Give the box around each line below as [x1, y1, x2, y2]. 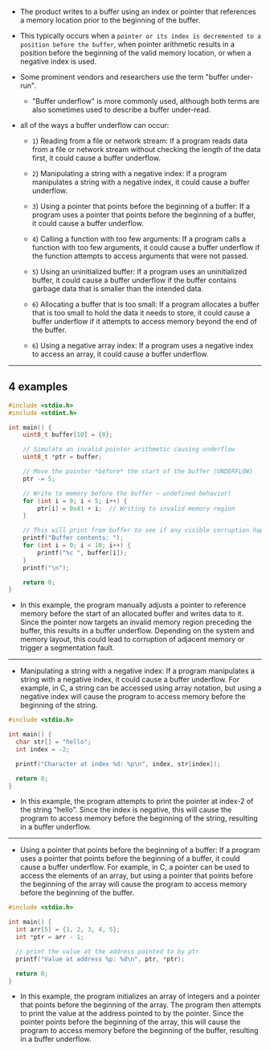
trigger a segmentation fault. [19, 643, 115, 653]
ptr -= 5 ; [22, 475, 56, 483]
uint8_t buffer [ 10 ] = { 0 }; [22, 430, 113, 439]
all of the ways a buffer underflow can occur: [19, 121, 170, 130]
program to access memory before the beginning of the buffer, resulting [19, 1026, 259, 1036]
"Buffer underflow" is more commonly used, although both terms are [31, 97, 260, 105]
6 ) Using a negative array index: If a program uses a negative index [31, 341, 254, 350]
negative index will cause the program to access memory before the [19, 692, 247, 702]
